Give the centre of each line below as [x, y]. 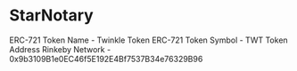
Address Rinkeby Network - [60, 49]
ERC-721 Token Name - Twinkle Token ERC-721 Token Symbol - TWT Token [148, 40]
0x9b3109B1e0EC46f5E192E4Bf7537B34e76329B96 [106, 59]
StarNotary [51, 16]
